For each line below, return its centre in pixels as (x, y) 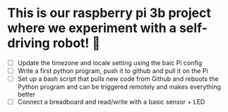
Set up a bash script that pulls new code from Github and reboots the (118, 79)
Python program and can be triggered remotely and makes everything (119, 87)
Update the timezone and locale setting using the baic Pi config (110, 62)
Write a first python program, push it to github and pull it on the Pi (113, 71)
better (26, 94)
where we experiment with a (92, 28)
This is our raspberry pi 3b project (109, 13)
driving (29, 43)
